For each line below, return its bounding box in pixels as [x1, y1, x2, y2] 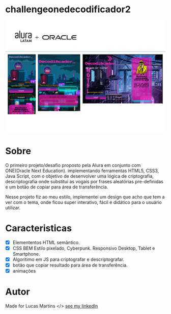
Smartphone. [12, 251, 40, 257]
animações [12, 268, 36, 274]
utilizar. [5, 204, 21, 210]
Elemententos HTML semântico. [12, 239, 80, 246]
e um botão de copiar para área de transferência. [5, 184, 108, 190]
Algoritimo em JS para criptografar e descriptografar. [12, 256, 125, 262]
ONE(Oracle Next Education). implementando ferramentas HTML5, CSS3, [5, 167, 159, 174]
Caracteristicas [5, 223, 72, 234]
